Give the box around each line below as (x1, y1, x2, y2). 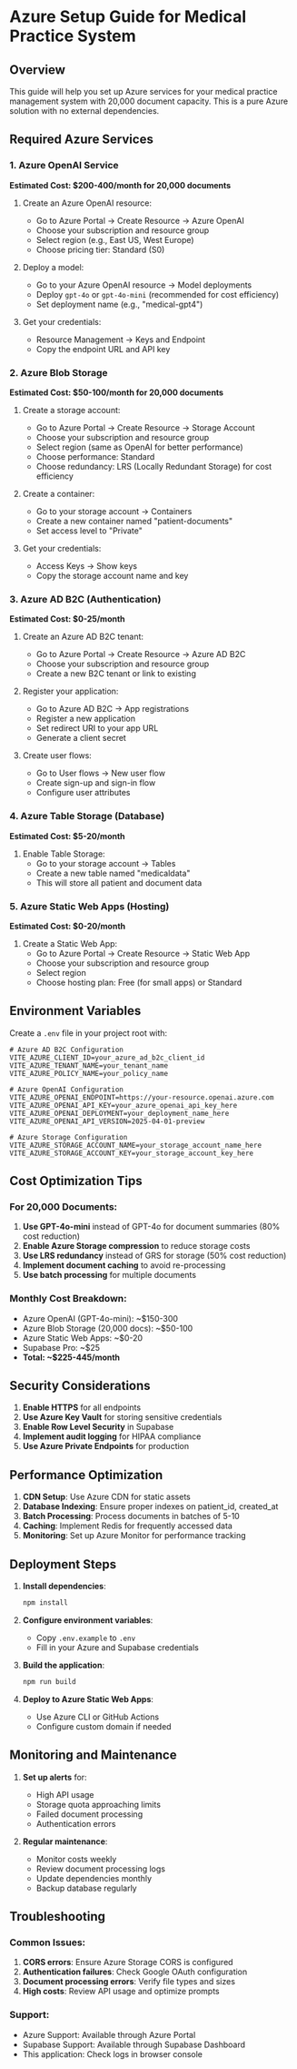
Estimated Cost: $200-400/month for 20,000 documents (9, 179, 232, 190)
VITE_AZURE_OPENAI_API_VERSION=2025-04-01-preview (9, 1117, 205, 1126)
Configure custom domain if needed (35, 1720, 172, 1731)
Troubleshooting (9, 1909, 106, 1924)
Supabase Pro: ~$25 (22, 1342, 101, 1353)
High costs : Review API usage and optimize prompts (22, 1986, 220, 1997)
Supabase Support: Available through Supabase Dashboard (22, 2039, 246, 2050)
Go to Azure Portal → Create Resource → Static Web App (35, 948, 251, 958)
